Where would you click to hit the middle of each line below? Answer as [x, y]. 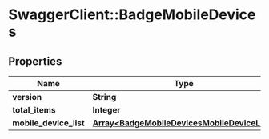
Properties [35, 61]
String [104, 97]
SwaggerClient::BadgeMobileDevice [132, 15]
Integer [107, 110]
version [27, 97]
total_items [34, 110]
